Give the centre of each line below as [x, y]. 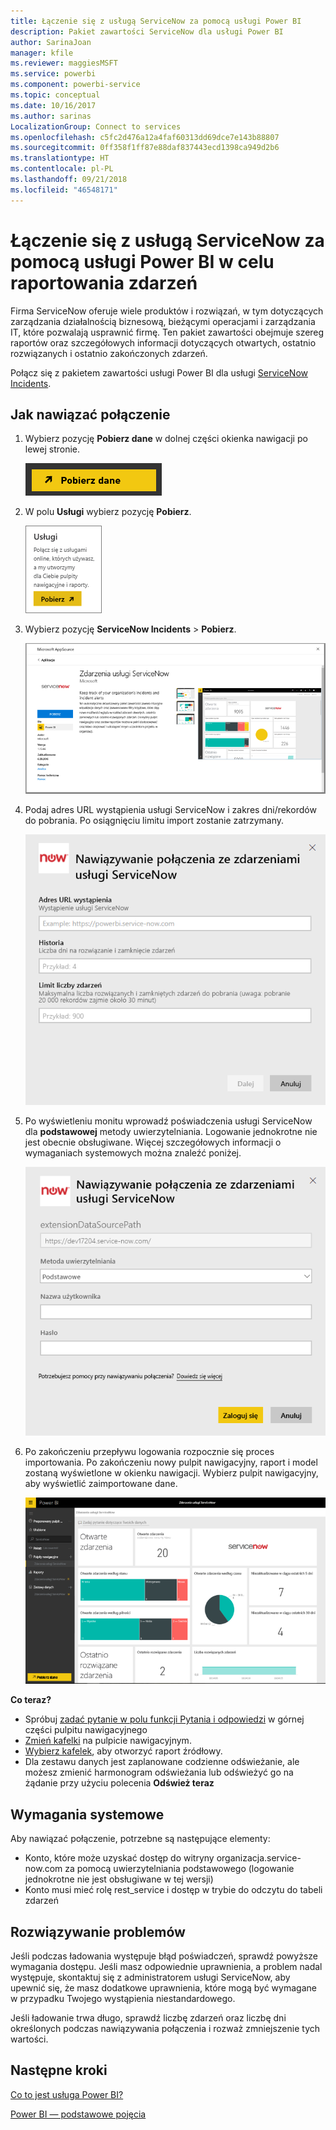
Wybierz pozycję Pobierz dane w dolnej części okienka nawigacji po [166, 439]
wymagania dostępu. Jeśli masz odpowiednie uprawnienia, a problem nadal [166, 1966]
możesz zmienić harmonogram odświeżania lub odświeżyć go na [159, 1772]
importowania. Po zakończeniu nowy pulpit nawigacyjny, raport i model [171, 1462]
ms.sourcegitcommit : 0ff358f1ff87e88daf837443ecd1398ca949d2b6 [145, 148]
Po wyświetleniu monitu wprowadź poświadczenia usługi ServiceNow [168, 1121]
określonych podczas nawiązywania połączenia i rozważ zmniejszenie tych [165, 2028]
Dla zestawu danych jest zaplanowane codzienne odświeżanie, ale [162, 1762]
